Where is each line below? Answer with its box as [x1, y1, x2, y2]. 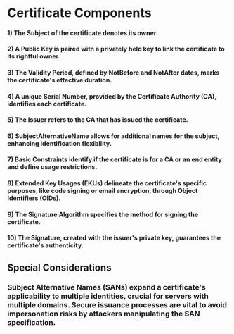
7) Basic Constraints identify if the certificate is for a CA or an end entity [7, 155, 223, 163]
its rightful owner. [7, 52, 61, 61]
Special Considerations [7, 261, 112, 273]
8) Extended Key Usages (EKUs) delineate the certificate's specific [7, 178, 207, 187]
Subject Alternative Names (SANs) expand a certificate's [7, 283, 206, 292]
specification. [7, 318, 56, 328]
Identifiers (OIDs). [7, 194, 61, 202]
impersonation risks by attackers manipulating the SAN [7, 309, 200, 318]
